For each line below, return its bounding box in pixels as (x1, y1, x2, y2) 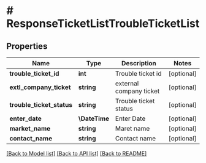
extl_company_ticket (9, 83, 71, 92)
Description (121, 59, 156, 67)
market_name (9, 125, 51, 132)
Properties (6, 41, 48, 51)
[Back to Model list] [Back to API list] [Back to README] (6, 150, 147, 157)
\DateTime (78, 114, 110, 123)
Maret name (115, 125, 150, 132)
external (115, 79, 139, 87)
